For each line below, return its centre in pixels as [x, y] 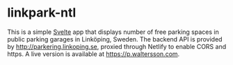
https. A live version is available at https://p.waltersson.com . [94, 54]
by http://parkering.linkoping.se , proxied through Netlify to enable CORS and [117, 46]
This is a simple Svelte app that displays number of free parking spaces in [113, 32]
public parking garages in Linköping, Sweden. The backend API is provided [115, 39]
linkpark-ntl [42, 13]
